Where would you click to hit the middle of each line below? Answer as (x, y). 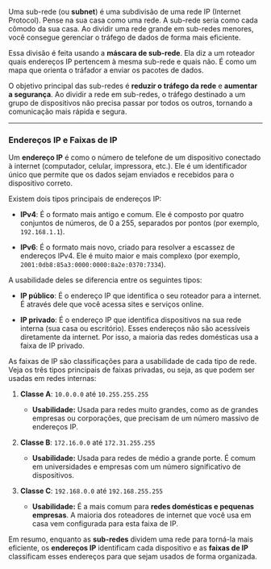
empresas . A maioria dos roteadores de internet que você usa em (142, 515)
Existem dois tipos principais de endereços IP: (85, 199)
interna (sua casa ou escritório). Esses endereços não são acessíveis (135, 328)
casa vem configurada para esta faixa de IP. (105, 524)
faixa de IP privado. (52, 345)
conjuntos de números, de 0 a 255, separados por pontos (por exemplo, (140, 223)
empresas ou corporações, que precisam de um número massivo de (146, 418)
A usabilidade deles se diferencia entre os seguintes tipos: (105, 280)
